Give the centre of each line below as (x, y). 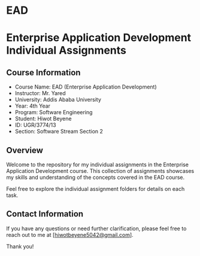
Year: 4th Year (33, 106)
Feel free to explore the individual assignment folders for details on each (96, 189)
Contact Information (45, 214)
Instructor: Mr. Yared (40, 93)
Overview (25, 150)
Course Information (43, 72)
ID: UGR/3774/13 (35, 125)
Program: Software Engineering (54, 112)
